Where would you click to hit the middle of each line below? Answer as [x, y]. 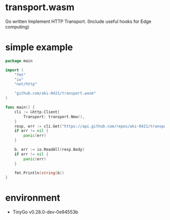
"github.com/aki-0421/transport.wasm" [55, 93]
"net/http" [26, 84]
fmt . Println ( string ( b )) [39, 173]
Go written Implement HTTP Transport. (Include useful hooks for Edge [78, 21]
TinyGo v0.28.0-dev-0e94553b [45, 212]
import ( [14, 70]
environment [33, 198]
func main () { [20, 107]
